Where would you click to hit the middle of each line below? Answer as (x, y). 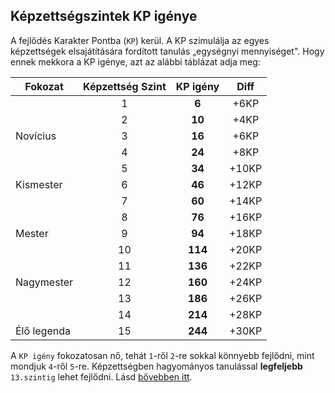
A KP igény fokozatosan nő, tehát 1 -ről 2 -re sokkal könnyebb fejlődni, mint (162, 355)
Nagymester (44, 282)
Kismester (39, 184)
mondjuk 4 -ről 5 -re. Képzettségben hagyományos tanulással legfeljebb (156, 366)
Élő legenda (43, 331)
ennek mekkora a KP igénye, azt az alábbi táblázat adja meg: (135, 61)
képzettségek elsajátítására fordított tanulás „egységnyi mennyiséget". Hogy (167, 51)
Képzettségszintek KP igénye (104, 16)
